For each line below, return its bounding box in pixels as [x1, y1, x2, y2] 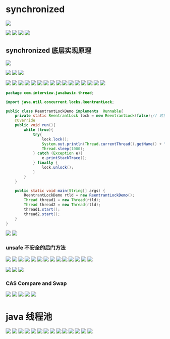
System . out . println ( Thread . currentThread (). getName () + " [41, 141, 166, 147]
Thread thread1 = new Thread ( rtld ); [24, 198, 101, 203]
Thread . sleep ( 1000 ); [41, 146, 85, 151]
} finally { [32, 160, 58, 165]
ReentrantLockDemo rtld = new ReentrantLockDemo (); [24, 193, 135, 198]
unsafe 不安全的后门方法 [6, 244, 66, 251]
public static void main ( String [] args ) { [15, 188, 105, 193]
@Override [15, 118, 36, 123]
